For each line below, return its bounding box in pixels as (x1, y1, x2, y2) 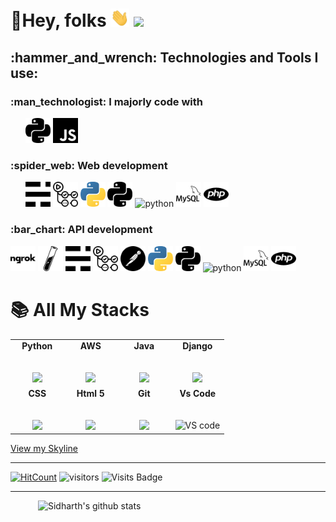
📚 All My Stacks (10, 298, 150, 321)
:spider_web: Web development (10, 158, 168, 172)
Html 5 (76, 387, 105, 399)
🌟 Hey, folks (10, 9, 107, 32)
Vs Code (179, 387, 217, 399)
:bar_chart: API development (10, 223, 153, 237)
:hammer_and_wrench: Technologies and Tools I (10, 49, 319, 66)
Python (21, 340, 53, 352)
